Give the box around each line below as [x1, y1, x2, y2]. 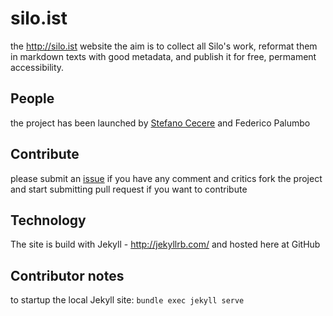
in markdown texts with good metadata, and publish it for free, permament [10, 50, 317, 62]
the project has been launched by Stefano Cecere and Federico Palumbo [10, 117, 311, 129]
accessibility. [10, 61, 65, 73]
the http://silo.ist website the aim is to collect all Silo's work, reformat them [10, 40, 318, 52]
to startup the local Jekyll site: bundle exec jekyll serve [10, 294, 245, 306]
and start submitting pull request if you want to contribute [10, 183, 248, 195]
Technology [10, 212, 87, 229]
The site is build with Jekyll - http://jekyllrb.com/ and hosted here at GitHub [10, 238, 321, 251]
